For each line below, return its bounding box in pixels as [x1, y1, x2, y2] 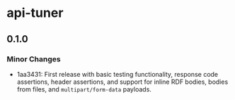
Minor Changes [6, 54, 61, 64]
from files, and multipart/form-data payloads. [16, 85, 151, 93]
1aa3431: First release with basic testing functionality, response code [16, 70, 219, 78]
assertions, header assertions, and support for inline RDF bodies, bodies [16, 77, 229, 86]
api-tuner [6, 5, 64, 21]
